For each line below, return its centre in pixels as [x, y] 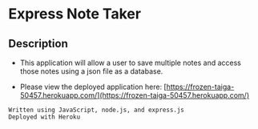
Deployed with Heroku [44, 117]
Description [38, 44]
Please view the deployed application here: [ [93, 87]
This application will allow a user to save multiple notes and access [131, 62]
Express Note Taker [75, 14]
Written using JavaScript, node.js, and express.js [96, 110]
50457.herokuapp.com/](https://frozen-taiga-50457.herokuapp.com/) [135, 95]
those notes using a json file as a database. [91, 71]
